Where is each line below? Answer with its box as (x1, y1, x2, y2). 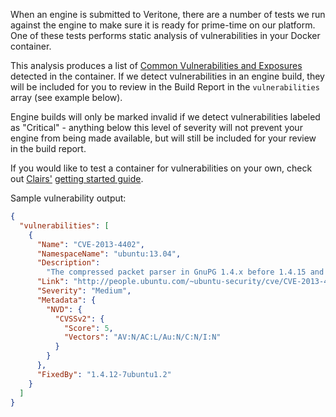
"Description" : (36, 258, 101, 268)
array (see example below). (10, 92, 123, 103)
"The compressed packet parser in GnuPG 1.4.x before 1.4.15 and (46, 267, 325, 278)
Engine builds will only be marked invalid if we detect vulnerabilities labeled (10, 111, 321, 123)
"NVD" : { (46, 304, 83, 314)
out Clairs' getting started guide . (10, 173, 144, 184)
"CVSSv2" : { (54, 314, 105, 324)
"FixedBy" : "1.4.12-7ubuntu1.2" (36, 369, 172, 379)
